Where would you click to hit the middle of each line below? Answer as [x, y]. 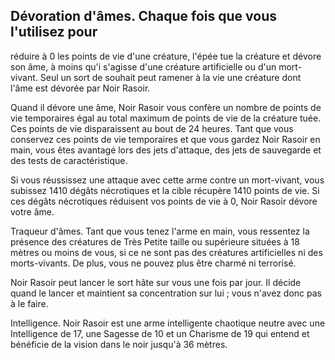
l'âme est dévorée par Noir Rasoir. [80, 88]
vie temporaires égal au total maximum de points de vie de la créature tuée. [166, 118]
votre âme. [32, 211]
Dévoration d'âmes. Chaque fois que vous [143, 16]
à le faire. [29, 303]
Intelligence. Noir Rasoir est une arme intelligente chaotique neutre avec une [168, 323]
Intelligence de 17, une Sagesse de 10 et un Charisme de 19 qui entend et [160, 333]
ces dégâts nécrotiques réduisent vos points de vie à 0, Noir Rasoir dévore [164, 201]
